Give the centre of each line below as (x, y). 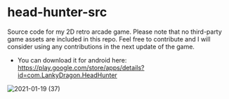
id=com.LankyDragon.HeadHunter (67, 75)
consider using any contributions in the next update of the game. (101, 46)
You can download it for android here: (72, 60)
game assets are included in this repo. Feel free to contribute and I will (109, 39)
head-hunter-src (57, 12)
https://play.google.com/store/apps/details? (81, 67)
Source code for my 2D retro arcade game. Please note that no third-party (115, 32)
